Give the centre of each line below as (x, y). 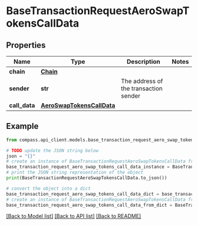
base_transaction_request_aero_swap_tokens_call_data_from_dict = (89, 205)
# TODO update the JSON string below (52, 150)
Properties (26, 45)
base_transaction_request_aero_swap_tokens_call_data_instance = (88, 167)
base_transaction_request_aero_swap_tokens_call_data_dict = (83, 194)
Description (143, 62)
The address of (142, 81)
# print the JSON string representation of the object (75, 173)
